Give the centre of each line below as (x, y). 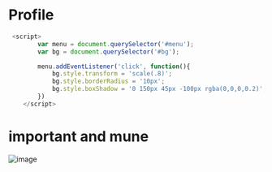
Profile (31, 15)
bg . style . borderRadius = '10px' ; (108, 82)
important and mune (78, 136)
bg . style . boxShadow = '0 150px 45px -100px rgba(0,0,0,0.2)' (158, 89)
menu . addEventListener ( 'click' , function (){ (114, 67)
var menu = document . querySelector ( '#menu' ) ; (116, 44)
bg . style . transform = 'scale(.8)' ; (112, 74)
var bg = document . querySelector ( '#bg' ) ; (109, 52)
